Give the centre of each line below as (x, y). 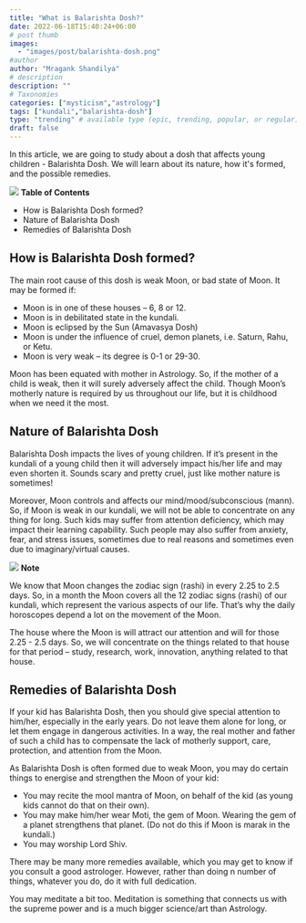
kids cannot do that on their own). (86, 805)
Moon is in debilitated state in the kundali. (101, 317)
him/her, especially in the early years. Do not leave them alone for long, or (148, 721)
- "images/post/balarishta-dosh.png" (89, 52)
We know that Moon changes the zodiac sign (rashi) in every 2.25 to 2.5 (144, 585)
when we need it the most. (59, 403)
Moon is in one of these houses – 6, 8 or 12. (104, 308)
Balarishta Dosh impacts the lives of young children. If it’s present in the (144, 454)
